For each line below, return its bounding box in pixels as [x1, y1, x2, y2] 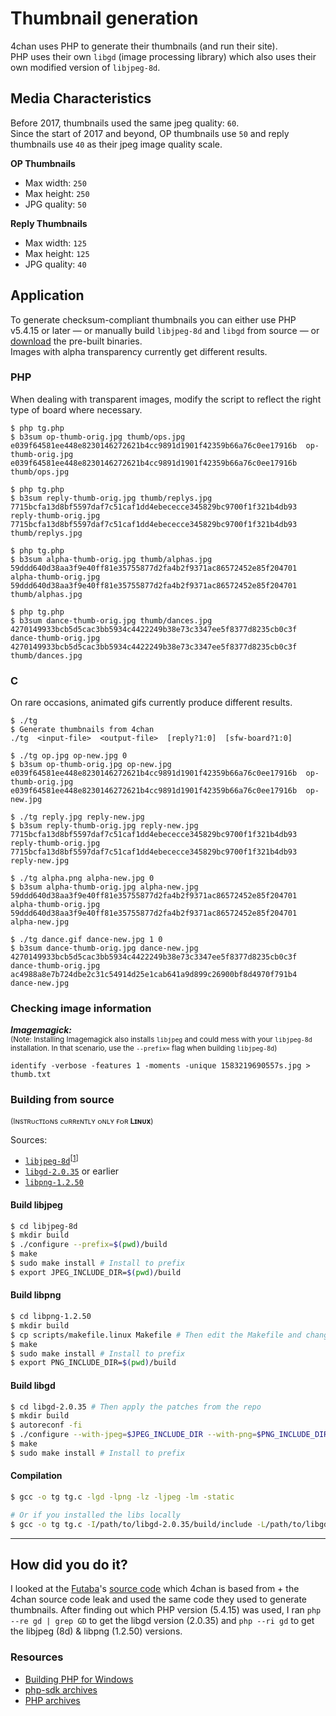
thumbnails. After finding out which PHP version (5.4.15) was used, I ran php [10, 1604, 322, 1616]
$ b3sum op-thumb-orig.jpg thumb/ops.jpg [10, 432, 186, 442]
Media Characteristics [10, 90, 152, 107]
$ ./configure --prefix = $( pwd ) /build [10, 1240, 168, 1250]
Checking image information [10, 1002, 152, 1016]
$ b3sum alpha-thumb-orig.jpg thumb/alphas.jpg [10, 554, 213, 564]
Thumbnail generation [10, 7, 199, 30]
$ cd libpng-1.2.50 [10, 1312, 92, 1322]
